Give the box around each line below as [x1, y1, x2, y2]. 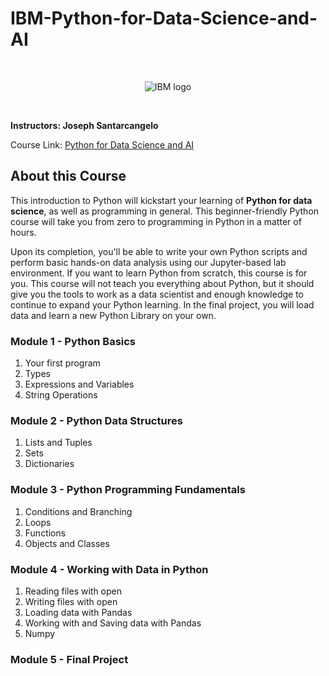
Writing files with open [24, 595, 118, 607]
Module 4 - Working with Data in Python [10, 562, 209, 576]
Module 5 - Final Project [10, 652, 129, 666]
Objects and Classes [24, 537, 110, 549]
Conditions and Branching [24, 505, 133, 517]
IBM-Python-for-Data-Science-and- [10, 7, 318, 30]
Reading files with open [24, 585, 123, 597]
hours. [10, 226, 37, 238]
